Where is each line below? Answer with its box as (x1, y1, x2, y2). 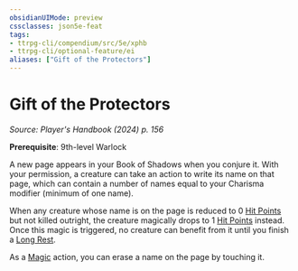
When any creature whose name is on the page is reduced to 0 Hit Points (9, 205, 282, 216)
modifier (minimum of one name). (9, 187, 134, 199)
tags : (9, 30, 30, 39)
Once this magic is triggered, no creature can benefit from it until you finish (9, 224, 289, 235)
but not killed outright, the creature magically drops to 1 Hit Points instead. (9, 214, 285, 226)
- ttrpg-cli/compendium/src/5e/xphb (9, 38, 147, 48)
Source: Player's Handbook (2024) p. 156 (9, 124, 164, 135)
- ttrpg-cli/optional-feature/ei (9, 47, 135, 56)
